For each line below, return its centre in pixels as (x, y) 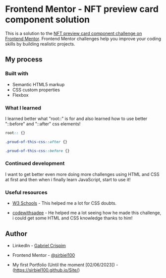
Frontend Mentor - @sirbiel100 (44, 255)
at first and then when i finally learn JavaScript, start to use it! (68, 179)
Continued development (35, 164)
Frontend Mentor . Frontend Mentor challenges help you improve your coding (83, 39)
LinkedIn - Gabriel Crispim (39, 245)
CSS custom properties (36, 90)
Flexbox (20, 95)
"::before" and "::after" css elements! (43, 124)
